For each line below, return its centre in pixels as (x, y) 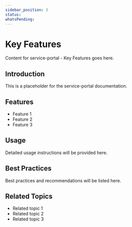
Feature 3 (22, 124)
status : (13, 15)
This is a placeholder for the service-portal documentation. (66, 86)
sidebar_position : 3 (27, 10)
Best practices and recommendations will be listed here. (63, 180)
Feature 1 (22, 114)
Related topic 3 (28, 219)
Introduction (25, 74)
